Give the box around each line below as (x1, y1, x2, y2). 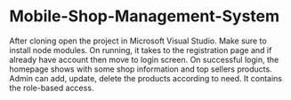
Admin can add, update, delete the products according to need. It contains (9, 73, 283, 83)
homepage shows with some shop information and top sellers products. (9, 64, 273, 74)
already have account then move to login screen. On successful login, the (9, 54, 279, 65)
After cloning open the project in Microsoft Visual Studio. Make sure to (9, 35, 267, 46)
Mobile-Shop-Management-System (9, 6, 280, 27)
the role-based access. (9, 82, 94, 93)
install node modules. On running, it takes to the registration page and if (9, 44, 272, 55)
